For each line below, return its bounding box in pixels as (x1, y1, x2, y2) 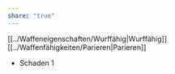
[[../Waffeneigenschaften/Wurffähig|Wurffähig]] (7, 34, 168, 43)
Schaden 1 (19, 58, 54, 68)
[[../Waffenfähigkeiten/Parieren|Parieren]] (7, 42, 147, 52)
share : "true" (7, 11, 56, 20)
